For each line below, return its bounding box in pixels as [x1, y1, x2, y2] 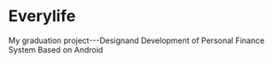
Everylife [8, 6, 76, 26]
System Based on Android [8, 44, 104, 54]
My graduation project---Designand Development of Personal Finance [8, 35, 265, 46]
